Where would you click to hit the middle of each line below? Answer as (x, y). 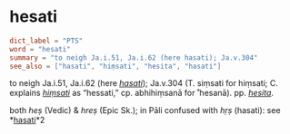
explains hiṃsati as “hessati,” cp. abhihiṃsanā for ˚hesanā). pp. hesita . (142, 93)
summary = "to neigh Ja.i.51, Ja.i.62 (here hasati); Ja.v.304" (134, 57)
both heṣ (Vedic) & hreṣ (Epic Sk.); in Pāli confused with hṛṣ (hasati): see (145, 110)
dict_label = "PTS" (46, 41)
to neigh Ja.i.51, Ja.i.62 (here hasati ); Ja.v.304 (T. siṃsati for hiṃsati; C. (144, 83)
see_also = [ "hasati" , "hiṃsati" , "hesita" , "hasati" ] (115, 66)
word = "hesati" (40, 49)
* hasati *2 (27, 120)
